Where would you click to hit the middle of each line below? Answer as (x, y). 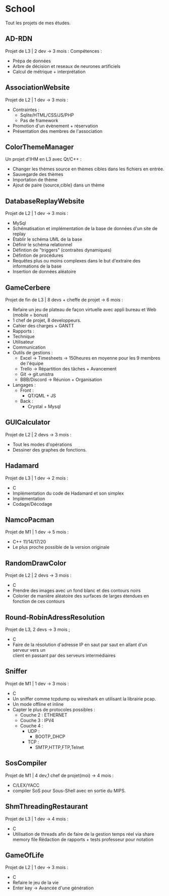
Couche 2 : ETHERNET (44, 715)
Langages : (24, 385)
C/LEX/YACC (26, 785)
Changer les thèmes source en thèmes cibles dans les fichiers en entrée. (88, 169)
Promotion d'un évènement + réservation (55, 126)
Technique (23, 337)
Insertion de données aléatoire (44, 272)
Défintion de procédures (38, 255)
